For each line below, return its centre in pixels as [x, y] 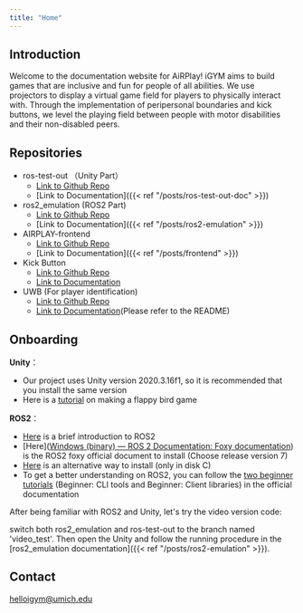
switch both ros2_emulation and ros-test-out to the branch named [132, 530]
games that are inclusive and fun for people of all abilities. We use [132, 86]
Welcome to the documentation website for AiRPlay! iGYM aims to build [142, 76]
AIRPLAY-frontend [56, 234]
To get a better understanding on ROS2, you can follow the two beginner [158, 475]
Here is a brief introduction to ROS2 [89, 436]
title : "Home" [36, 18]
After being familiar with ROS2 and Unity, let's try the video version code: [146, 512]
